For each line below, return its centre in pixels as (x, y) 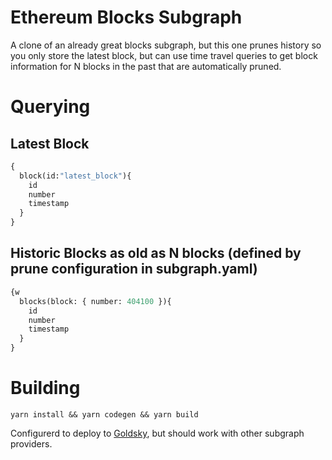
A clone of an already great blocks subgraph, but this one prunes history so (166, 45)
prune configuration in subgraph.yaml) (134, 269)
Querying (50, 107)
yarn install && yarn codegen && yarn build (104, 414)
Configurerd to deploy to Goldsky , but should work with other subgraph (157, 433)
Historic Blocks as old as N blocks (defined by (156, 253)
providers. (31, 443)
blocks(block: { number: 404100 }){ (95, 301)
